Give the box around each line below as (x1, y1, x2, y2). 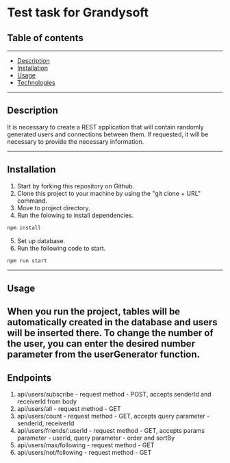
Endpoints (7, 372, 52, 384)
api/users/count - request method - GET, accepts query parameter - (16, 412, 210, 420)
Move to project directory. (16, 203, 90, 212)
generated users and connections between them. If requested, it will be (7, 130, 209, 138)
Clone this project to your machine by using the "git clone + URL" (16, 189, 201, 197)
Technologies (16, 79, 56, 86)
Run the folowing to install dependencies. (16, 211, 134, 219)
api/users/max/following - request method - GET (16, 440, 155, 449)
